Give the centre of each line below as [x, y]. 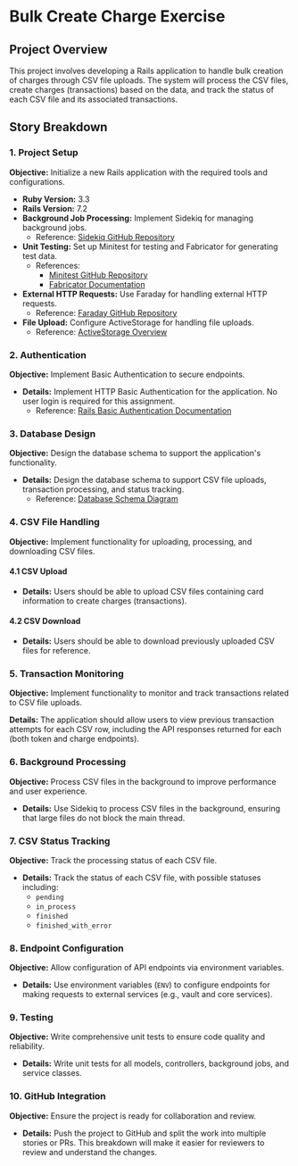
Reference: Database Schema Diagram [107, 499]
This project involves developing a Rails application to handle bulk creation [146, 71]
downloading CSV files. [52, 551]
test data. [40, 255]
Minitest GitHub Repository [99, 275]
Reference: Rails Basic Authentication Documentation [133, 410]
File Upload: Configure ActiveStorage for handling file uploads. [138, 322]
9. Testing [31, 1018]
